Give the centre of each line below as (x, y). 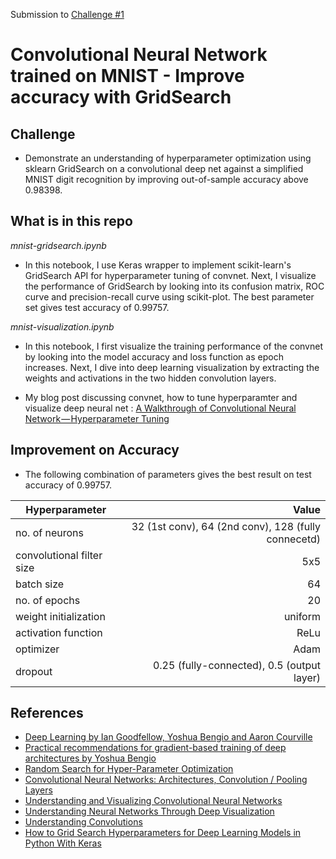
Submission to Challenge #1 (67, 14)
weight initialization (60, 616)
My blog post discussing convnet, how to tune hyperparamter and (161, 397)
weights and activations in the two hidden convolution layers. (150, 378)
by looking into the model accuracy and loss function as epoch (154, 356)
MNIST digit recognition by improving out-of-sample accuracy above (166, 179)
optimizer (37, 649)
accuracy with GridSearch (121, 97)
